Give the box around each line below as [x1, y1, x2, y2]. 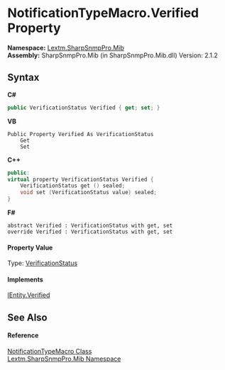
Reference [7, 331, 39, 340]
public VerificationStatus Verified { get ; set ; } [7, 104, 160, 111]
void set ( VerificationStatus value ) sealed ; [20, 189, 158, 196]
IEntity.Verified [7, 291, 50, 299]
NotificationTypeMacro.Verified [7, 5, 199, 21]
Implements [7, 275, 44, 284]
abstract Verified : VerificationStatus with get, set [7, 222, 173, 229]
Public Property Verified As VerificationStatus [7, 130, 154, 138]
